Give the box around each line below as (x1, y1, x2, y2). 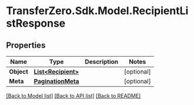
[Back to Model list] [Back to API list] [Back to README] (6, 93, 141, 99)
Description (85, 58, 119, 65)
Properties (6, 40, 46, 50)
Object (9, 68, 28, 76)
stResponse (6, 17, 66, 30)
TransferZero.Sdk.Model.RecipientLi (6, 4, 189, 18)
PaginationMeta (34, 77, 79, 85)
